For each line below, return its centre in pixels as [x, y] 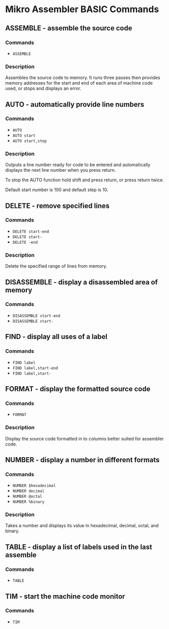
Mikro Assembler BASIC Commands [82, 9]
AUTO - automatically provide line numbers [75, 104]
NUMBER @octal [27, 497]
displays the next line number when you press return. [61, 170]
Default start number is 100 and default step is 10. [57, 190]
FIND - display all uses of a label [56, 337]
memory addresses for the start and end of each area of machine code [79, 83]
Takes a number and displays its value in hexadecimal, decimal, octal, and [82, 526]
